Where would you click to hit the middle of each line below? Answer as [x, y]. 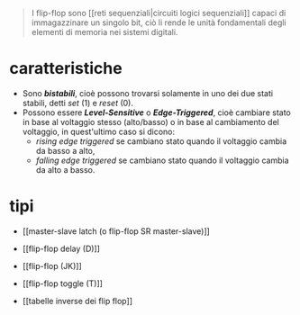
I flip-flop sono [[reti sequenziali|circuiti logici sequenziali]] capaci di [159, 13]
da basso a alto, [65, 150]
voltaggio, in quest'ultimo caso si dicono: [99, 131]
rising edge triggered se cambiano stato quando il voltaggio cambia [161, 141]
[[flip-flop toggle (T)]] [63, 283]
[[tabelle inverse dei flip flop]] [77, 301]
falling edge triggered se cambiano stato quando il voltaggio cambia [162, 160]
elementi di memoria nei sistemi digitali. [105, 32]
